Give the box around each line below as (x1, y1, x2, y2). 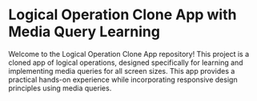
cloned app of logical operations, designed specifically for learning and (8, 58, 243, 67)
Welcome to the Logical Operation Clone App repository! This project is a (8, 49, 250, 59)
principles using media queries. (8, 83, 112, 93)
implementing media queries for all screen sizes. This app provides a (8, 66, 235, 75)
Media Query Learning (8, 22, 160, 41)
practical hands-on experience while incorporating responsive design (8, 75, 238, 84)
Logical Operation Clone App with (8, 6, 237, 24)
